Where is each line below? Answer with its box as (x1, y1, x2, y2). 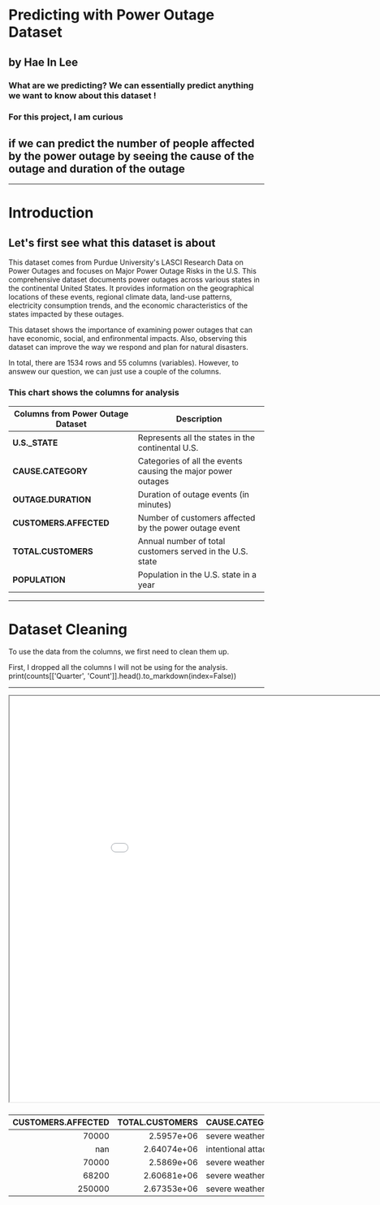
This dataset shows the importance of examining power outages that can (8, 325, 253, 335)
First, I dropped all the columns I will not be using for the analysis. (8, 663, 228, 672)
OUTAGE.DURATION (12, 494, 92, 505)
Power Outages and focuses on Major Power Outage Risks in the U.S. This (8, 266, 257, 276)
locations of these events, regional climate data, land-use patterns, (8, 292, 233, 302)
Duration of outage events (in (137, 489, 250, 500)
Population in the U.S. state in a (137, 568, 257, 580)
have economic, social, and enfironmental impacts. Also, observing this (8, 334, 248, 343)
